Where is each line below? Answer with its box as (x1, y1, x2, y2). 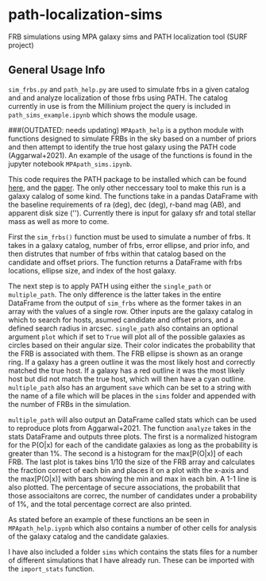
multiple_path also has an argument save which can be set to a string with (8, 382, 252, 392)
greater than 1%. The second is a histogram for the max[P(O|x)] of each (8, 448, 243, 458)
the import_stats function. (8, 564, 95, 573)
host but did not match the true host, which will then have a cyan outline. (8, 374, 246, 383)
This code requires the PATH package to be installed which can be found (8, 174, 247, 184)
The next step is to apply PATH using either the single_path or (8, 281, 212, 291)
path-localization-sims (8, 6, 163, 24)
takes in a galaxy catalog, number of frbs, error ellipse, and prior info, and (8, 240, 250, 250)
